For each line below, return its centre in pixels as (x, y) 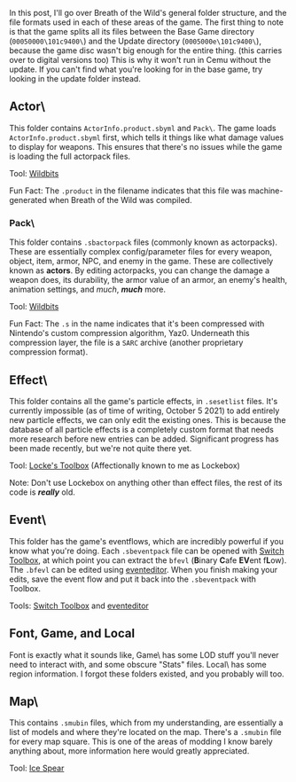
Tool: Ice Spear (37, 768)
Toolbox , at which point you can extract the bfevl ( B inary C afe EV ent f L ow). (148, 560)
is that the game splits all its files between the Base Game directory (132, 31)
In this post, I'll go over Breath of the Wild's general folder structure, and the (148, 13)
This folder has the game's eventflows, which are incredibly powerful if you (146, 541)
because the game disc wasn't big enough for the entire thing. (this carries (146, 51)
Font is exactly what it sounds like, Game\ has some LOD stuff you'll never (144, 654)
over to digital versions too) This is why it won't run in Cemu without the (140, 60)
